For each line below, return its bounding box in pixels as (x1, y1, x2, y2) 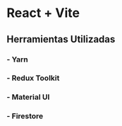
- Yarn (6, 55, 29, 64)
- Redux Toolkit (6, 73, 60, 83)
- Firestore (6, 111, 44, 121)
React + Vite (6, 5, 80, 21)
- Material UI (6, 92, 50, 102)
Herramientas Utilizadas (6, 33, 116, 45)
